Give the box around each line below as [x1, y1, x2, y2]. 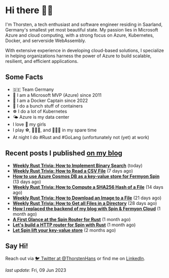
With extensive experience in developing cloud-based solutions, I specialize [5, 47, 164, 53]
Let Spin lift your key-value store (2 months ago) [12, 227, 116, 233]
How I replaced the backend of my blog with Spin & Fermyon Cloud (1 [12, 205, 161, 212]
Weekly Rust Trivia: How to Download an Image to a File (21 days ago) [12, 195, 161, 201]
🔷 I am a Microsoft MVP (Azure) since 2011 [12, 92, 102, 98]
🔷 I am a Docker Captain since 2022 [12, 97, 88, 103]
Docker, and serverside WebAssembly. [5, 38, 86, 44]
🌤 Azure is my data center [12, 114, 70, 120]
